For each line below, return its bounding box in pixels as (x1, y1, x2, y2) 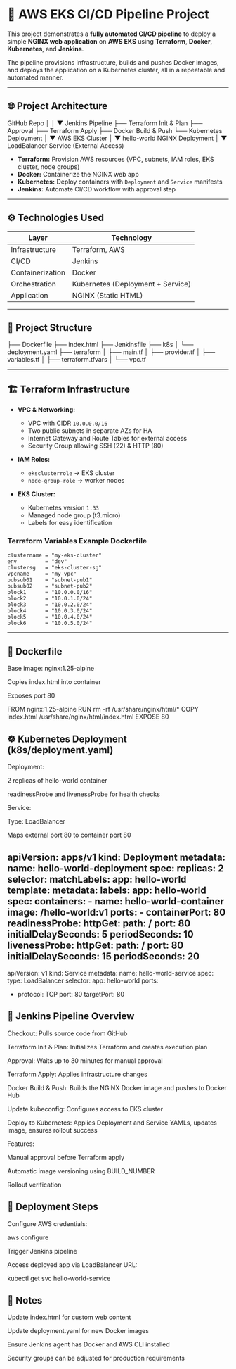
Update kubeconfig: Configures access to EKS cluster (7, 1104, 164, 1113)
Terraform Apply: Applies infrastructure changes (7, 1070, 147, 1078)
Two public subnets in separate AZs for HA (27, 427, 152, 435)
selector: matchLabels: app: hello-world (7, 873, 187, 885)
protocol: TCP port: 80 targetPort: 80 (17, 990, 125, 998)
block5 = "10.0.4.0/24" (7, 614, 93, 621)
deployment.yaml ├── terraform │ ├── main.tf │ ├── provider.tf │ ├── (7, 348, 216, 356)
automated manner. (7, 73, 64, 82)
